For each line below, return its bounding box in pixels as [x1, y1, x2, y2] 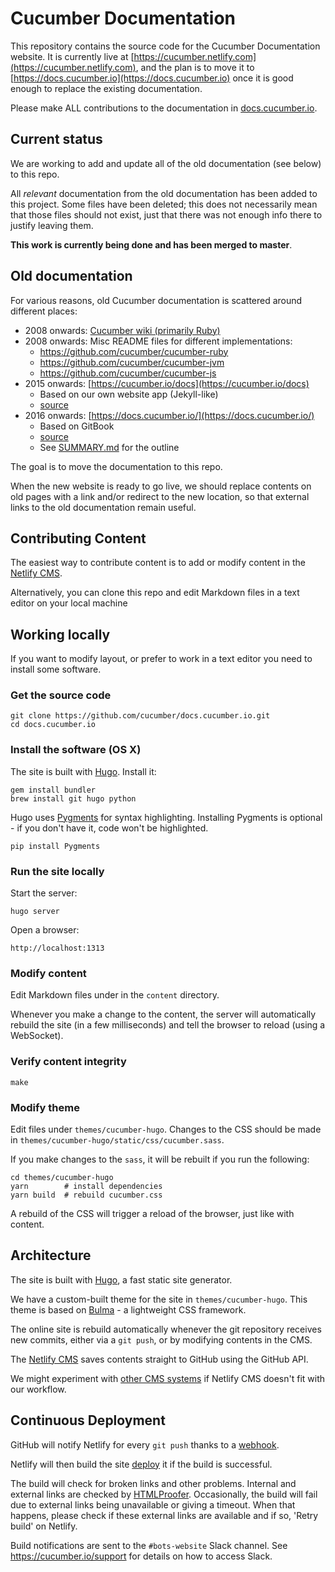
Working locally [10, 626, 111, 643]
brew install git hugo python [10, 793, 137, 804]
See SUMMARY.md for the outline [39, 441, 180, 453]
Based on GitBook [39, 420, 115, 432]
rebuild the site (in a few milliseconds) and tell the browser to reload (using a [10, 1019, 326, 1031]
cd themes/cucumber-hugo [10, 1172, 114, 1182]
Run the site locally [10, 864, 105, 878]
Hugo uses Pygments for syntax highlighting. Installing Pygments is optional [10, 811, 323, 823]
